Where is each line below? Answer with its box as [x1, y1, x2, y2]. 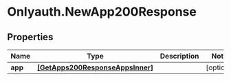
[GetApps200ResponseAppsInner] [36, 63, 153, 72]
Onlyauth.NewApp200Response [7, 4, 197, 20]
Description [159, 52, 199, 61]
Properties [7, 31, 54, 43]
